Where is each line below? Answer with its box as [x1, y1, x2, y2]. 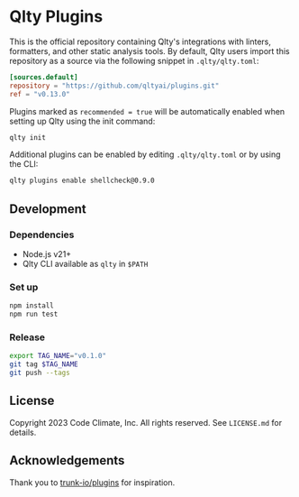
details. [9, 427, 37, 437]
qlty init [9, 133, 47, 142]
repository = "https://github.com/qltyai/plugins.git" [9, 81, 220, 90]
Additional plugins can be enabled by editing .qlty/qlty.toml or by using [9, 149, 281, 160]
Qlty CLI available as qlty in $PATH [22, 259, 149, 269]
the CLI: [9, 159, 39, 170]
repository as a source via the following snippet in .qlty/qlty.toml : [9, 55, 259, 66]
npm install [9, 301, 54, 310]
